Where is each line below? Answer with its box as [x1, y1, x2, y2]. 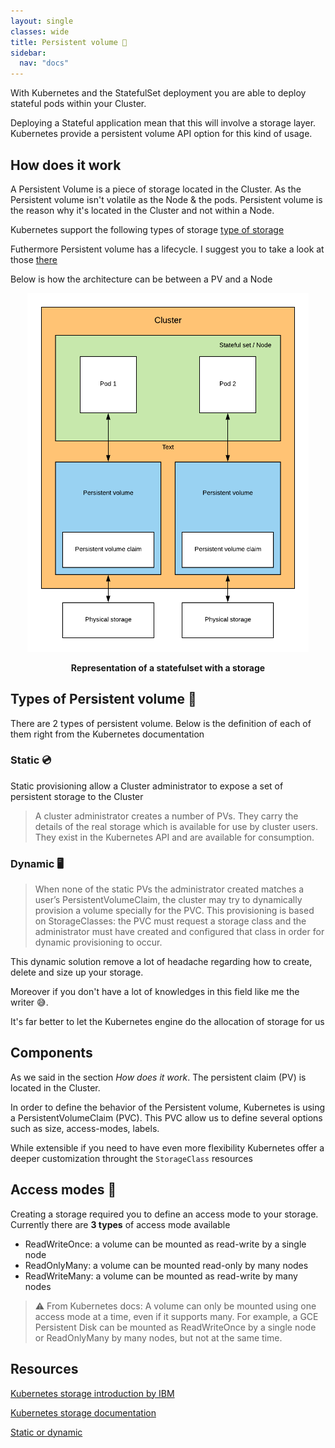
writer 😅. [10, 996, 49, 1009]
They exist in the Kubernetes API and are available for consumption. [34, 831, 315, 843]
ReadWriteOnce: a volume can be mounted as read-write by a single [24, 1238, 307, 1250]
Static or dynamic [10, 1426, 83, 1438]
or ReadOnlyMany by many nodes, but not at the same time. [34, 1331, 283, 1344]
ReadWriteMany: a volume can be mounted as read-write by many [24, 1270, 298, 1282]
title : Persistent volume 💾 [10, 37, 128, 47]
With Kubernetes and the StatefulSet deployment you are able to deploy [10, 87, 307, 99]
